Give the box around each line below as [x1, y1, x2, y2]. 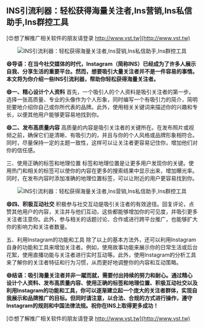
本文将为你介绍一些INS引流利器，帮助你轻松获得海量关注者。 [6, 75, 159, 82]
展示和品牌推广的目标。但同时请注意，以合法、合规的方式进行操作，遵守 [11, 294, 192, 301]
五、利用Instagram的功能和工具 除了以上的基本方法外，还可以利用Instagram [6, 236, 196, 243]
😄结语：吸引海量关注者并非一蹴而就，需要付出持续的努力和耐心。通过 [6, 272, 182, 279]
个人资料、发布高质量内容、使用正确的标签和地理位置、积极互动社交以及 [16, 279, 198, 286]
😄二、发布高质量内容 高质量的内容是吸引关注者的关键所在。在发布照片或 [6, 124, 189, 131]
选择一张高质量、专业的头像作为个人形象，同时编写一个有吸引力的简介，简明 [6, 96, 198, 103]
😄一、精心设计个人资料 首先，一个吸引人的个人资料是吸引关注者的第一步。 [6, 88, 194, 95]
